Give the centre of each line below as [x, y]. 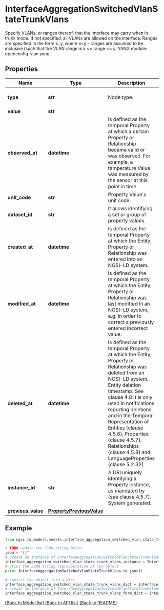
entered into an [125, 259]
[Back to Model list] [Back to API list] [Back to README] [61, 603]
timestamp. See [126, 391]
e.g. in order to [125, 316]
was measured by [128, 174]
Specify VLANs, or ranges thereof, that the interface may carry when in [77, 33]
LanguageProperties [132, 458]
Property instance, [129, 484]
